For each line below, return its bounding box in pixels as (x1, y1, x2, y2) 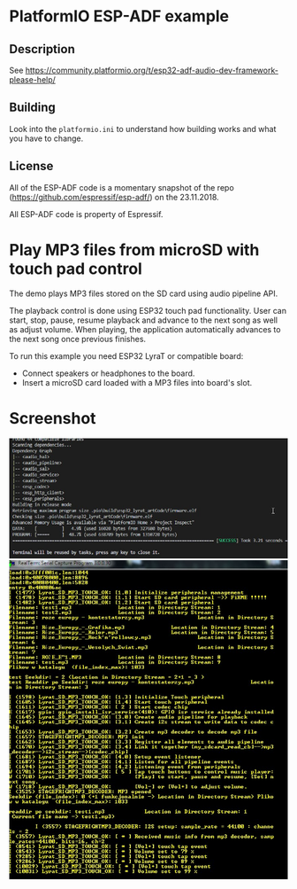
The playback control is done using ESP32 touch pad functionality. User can (9, 305, 287, 316)
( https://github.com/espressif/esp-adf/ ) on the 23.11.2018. (9, 191, 219, 202)
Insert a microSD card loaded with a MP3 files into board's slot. (21, 377, 253, 387)
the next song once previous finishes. (9, 333, 147, 344)
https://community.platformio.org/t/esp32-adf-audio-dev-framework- (25, 65, 278, 75)
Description (9, 42, 75, 57)
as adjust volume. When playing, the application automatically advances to (9, 324, 281, 334)
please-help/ (9, 74, 56, 85)
